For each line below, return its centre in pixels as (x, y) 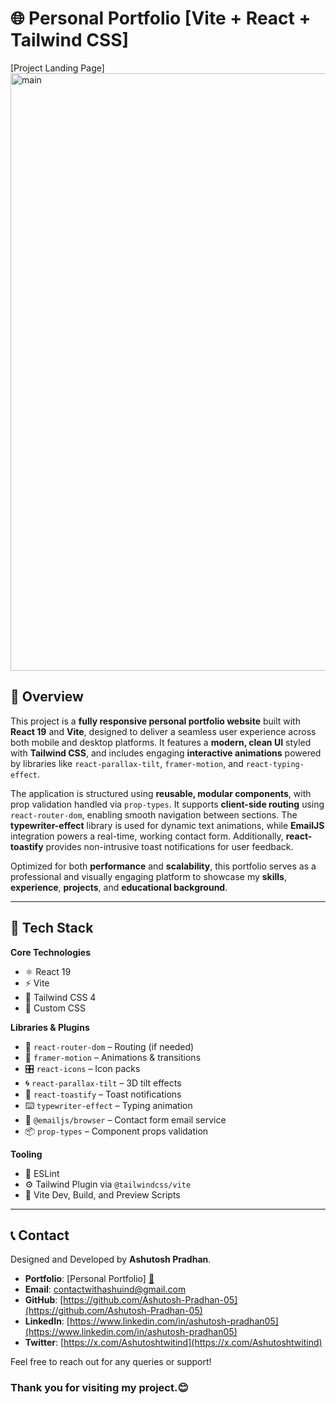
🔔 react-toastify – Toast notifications (103, 1094)
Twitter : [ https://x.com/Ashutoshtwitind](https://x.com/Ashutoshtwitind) (173, 1343)
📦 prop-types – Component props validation (116, 1131)
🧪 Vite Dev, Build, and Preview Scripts (102, 1194)
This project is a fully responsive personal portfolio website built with (155, 721)
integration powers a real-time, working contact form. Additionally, (147, 836)
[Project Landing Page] (57, 68)
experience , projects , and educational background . (119, 887)
